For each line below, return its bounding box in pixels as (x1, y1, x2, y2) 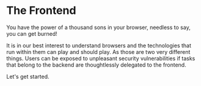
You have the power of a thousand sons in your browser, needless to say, (6, 24, 191, 31)
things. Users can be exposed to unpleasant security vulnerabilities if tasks (6, 55, 196, 62)
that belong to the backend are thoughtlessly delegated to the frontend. (6, 61, 186, 68)
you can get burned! (6, 30, 58, 37)
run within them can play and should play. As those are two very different (6, 48, 191, 55)
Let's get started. (6, 73, 50, 80)
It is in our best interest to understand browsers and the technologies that (6, 42, 191, 49)
